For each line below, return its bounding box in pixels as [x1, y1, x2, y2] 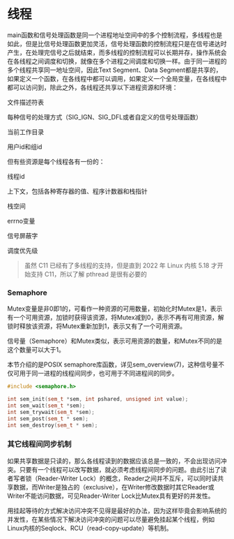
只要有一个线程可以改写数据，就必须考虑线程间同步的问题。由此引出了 [19, 465, 221, 473]
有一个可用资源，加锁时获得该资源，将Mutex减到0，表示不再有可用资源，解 [7, 313, 224, 322]
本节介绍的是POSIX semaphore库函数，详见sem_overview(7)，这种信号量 [7, 360, 219, 369]
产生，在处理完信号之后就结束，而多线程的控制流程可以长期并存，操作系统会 [7, 48, 227, 57]
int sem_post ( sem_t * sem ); [7, 415, 89, 422]
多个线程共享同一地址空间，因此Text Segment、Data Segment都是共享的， [7, 66, 222, 74]
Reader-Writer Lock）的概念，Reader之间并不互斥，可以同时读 [37, 474, 218, 482]
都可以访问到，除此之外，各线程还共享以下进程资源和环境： [7, 83, 178, 91]
